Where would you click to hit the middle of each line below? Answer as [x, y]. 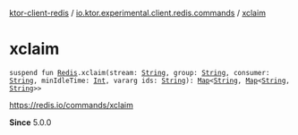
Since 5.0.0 [30, 122]
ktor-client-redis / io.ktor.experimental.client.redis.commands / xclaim [138, 13]
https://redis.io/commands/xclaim [72, 105]
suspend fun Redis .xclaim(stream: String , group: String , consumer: [140, 72]
